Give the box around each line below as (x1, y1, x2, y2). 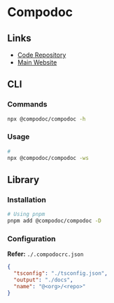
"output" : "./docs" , (13, 276, 73, 284)
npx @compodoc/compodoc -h (7, 115, 86, 123)
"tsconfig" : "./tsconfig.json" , (13, 270, 108, 277)
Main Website (17, 58, 57, 67)
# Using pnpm (7, 211, 45, 218)
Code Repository (17, 50, 66, 59)
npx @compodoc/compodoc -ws (7, 154, 90, 161)
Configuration (7, 234, 56, 243)
